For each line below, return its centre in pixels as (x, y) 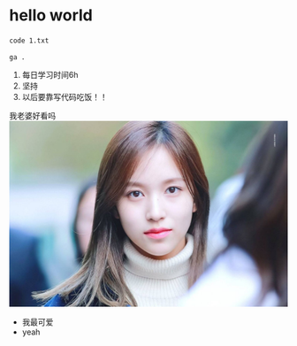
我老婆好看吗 (32, 115)
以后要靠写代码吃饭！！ (65, 96)
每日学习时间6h (50, 74)
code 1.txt (29, 41)
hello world (51, 15)
